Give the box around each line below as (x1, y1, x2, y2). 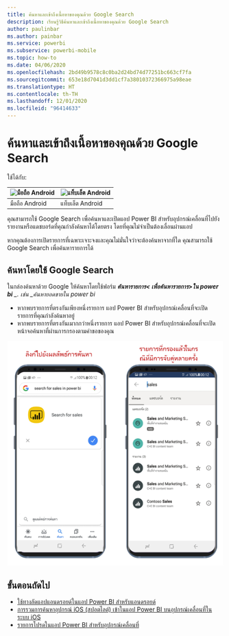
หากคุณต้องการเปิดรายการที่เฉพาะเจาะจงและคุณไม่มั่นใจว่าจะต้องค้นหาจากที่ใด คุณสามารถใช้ (7, 236, 213, 245)
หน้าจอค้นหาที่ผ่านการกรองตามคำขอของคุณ (16, 327, 114, 335)
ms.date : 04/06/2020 (7, 62, 67, 69)
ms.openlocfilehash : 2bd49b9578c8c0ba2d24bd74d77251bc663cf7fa (7, 69, 192, 75)
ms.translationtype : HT (7, 83, 75, 90)
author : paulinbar (7, 25, 60, 32)
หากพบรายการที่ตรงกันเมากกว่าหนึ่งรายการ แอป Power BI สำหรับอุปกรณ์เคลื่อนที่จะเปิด (16, 319, 216, 327)
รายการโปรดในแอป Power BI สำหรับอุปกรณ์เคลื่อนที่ (16, 621, 139, 629)
